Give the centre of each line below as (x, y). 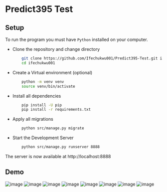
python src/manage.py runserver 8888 (61, 147)
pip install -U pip (42, 105)
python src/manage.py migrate (53, 128)
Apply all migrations (33, 119)
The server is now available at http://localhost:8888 (58, 156)
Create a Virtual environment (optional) (52, 72)
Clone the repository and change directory (56, 49)
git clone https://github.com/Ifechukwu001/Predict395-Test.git (90, 58)
